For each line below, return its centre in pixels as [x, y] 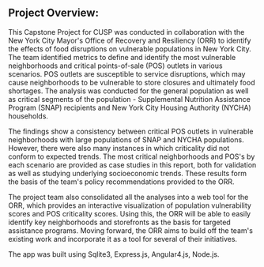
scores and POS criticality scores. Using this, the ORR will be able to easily [130, 213]
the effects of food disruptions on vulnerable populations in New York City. [130, 49]
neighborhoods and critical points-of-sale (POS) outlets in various [115, 66]
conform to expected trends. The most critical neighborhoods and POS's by [132, 156]
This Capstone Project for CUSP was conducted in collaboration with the [126, 32]
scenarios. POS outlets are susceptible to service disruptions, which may [127, 73]
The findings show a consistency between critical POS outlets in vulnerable [131, 131]
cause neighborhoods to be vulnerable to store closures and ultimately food [132, 82]
